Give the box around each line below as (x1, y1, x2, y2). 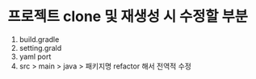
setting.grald (19, 43, 62, 52)
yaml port (19, 52, 52, 61)
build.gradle (19, 34, 60, 44)
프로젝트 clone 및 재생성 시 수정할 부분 (7, 7, 248, 26)
